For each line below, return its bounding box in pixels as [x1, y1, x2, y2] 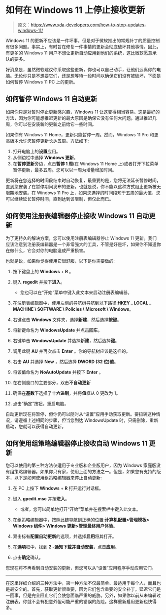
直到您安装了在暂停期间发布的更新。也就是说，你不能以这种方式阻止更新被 [5, 183, 157, 189]
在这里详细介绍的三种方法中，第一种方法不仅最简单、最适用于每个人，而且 [5, 580, 157, 586]
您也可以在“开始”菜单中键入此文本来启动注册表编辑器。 [20, 289, 132, 295]
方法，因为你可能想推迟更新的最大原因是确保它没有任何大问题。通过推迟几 [5, 115, 157, 121]
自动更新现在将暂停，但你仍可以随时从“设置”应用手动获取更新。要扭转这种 [5, 411, 157, 417]
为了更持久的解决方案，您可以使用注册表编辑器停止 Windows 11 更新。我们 [5, 235, 157, 241]
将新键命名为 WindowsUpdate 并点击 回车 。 [12, 327, 102, 333]
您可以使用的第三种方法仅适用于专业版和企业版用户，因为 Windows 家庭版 [5, 462, 157, 468]
